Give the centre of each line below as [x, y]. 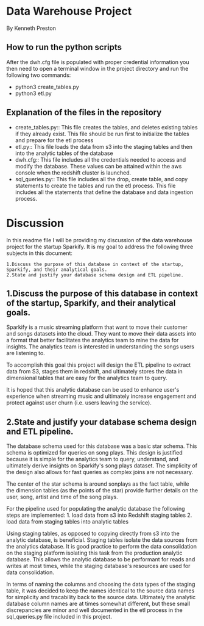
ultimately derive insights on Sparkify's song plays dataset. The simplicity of [102, 466]
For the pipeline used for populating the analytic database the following [96, 509]
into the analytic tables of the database [64, 153]
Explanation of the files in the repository [84, 113]
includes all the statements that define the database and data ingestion [104, 192]
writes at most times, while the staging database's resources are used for [98, 566]
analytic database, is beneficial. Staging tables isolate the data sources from [102, 540]
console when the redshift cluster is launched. [73, 173]
